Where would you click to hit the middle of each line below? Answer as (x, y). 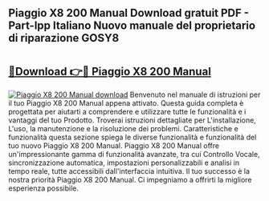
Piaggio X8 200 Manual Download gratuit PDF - (129, 13)
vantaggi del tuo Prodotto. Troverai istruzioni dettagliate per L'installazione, (132, 120)
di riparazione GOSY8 (64, 38)
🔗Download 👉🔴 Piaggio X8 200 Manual (110, 71)
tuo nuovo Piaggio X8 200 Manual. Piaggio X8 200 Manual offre (114, 146)
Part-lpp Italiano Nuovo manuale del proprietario (132, 26)
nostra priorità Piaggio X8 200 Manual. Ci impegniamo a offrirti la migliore (130, 180)
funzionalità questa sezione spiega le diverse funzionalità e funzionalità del (132, 137)
